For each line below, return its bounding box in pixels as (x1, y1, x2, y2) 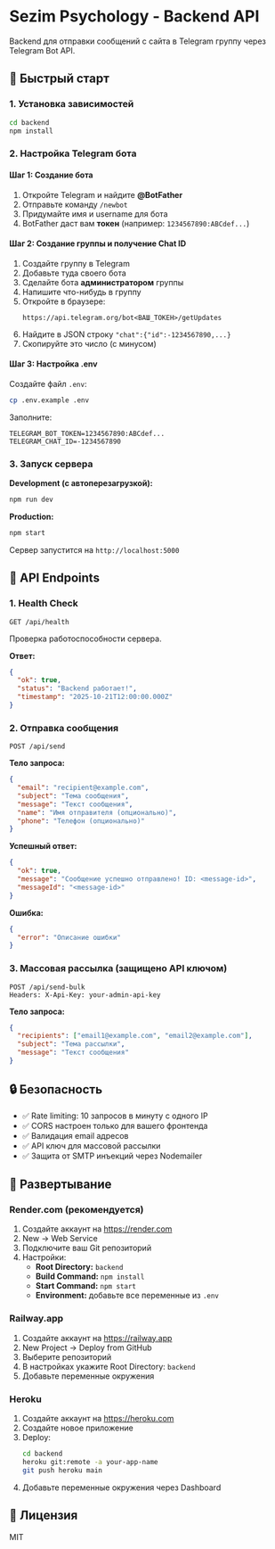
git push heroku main (21, 1465, 102, 1475)
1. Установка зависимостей (9, 98, 134, 111)
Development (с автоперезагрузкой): (9, 478, 153, 489)
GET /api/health (9, 617, 69, 626)
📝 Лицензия (9, 1508, 78, 1523)
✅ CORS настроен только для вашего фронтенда (21, 1120, 208, 1131)
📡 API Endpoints (9, 571, 101, 586)
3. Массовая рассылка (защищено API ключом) (9, 962, 228, 975)
